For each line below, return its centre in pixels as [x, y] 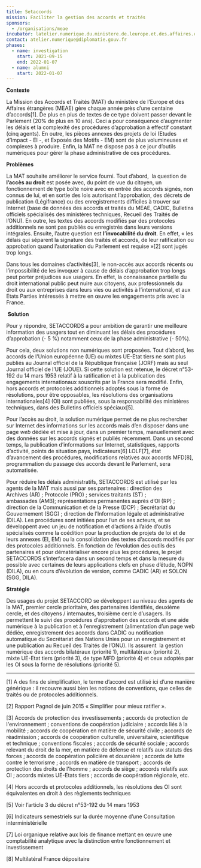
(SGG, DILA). [22, 577]
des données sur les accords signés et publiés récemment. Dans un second [100, 438]
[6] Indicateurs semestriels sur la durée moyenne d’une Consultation [91, 816]
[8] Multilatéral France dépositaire [48, 859]
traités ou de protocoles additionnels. [52, 695]
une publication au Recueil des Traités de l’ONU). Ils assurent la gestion [95, 645]
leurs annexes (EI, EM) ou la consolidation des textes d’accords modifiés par [100, 539]
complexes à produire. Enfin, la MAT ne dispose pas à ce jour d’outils [91, 146]
